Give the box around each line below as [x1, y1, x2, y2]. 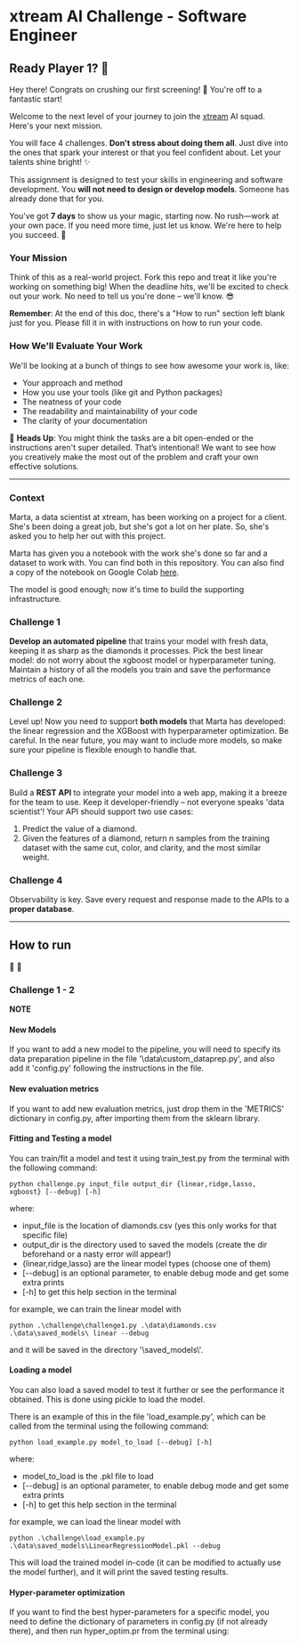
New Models [9, 1024, 57, 1035]
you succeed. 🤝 [9, 230, 67, 240]
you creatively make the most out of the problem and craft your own [9, 452, 259, 462]
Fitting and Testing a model [9, 1133, 112, 1144]
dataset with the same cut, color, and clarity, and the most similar [21, 842, 262, 852]
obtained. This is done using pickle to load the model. [9, 1394, 206, 1405]
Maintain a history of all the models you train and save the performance [9, 664, 271, 675]
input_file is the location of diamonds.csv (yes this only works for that [21, 1220, 278, 1231]
